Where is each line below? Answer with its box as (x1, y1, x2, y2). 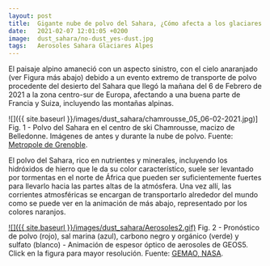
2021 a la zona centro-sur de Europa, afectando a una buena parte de (8, 90, 241, 99)
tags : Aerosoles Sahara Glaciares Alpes (8, 42, 154, 50)
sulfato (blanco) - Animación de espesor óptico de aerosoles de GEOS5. (8, 240, 249, 250)
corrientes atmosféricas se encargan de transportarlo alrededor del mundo (8, 190, 259, 200)
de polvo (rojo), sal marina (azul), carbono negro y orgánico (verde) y (8, 231, 239, 241)
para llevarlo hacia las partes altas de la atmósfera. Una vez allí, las (8, 181, 232, 191)
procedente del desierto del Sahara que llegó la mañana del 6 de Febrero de (8, 82, 263, 91)
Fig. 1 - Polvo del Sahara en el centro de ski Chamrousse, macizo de (8, 123, 235, 133)
